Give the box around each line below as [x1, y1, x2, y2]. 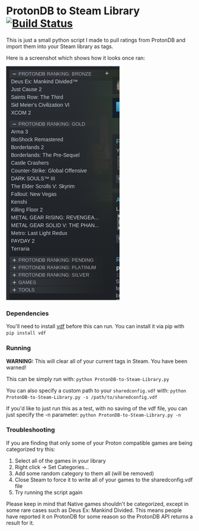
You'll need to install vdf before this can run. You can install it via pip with [6, 323, 185, 330]
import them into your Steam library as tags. [6, 43, 114, 50]
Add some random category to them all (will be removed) [14, 470, 155, 477]
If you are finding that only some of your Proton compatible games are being [6, 439, 192, 447]
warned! [6, 364, 27, 371]
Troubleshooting [6, 426, 55, 434]
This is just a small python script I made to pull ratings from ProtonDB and [6, 36, 185, 43]
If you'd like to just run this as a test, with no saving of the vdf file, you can [6, 404, 188, 411]
